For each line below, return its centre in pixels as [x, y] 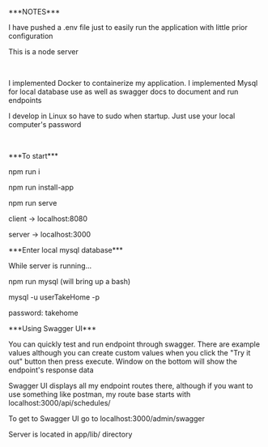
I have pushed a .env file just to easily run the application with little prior [128, 27]
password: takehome [43, 313]
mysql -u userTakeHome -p [54, 297]
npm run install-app [41, 187]
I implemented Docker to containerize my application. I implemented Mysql [133, 83]
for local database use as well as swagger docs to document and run [123, 92]
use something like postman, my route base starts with [100, 394]
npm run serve [33, 203]
